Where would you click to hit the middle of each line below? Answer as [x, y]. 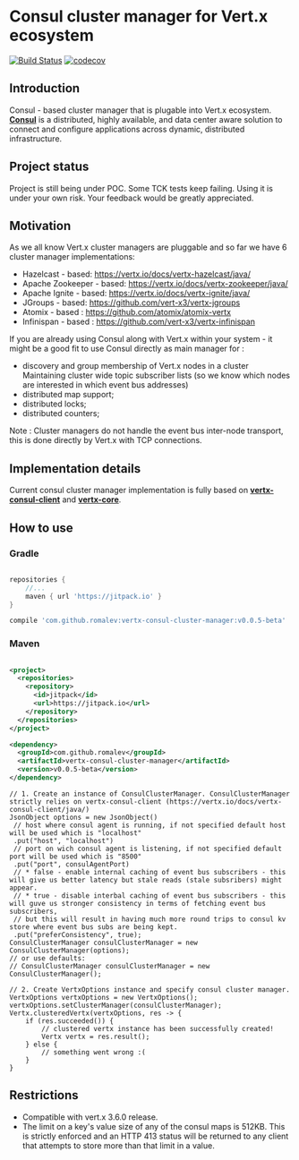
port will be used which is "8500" [76, 857]
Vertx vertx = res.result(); [96, 1036]
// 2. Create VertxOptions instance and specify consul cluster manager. [150, 989]
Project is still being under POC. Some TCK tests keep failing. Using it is [141, 188]
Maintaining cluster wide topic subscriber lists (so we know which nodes [156, 375]
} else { [42, 1045]
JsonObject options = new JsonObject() [84, 817]
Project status [49, 167]
